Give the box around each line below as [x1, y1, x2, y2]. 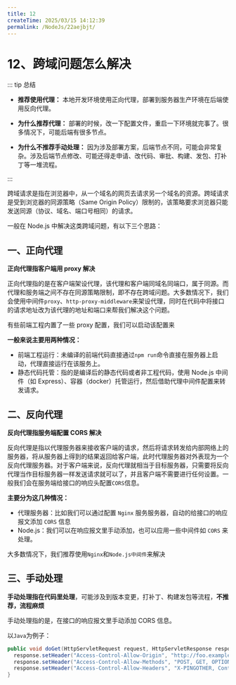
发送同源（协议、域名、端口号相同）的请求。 [7, 207, 137, 215]
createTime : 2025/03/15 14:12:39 [7, 17, 105, 24]
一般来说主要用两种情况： [7, 336, 81, 344]
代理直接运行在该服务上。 [29, 360, 104, 368]
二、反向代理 [7, 408, 63, 420]
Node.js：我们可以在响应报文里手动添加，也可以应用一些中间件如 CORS [17, 526, 221, 534]
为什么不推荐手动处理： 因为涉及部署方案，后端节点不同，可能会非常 [17, 143, 216, 151]
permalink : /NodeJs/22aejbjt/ [7, 23, 96, 30]
